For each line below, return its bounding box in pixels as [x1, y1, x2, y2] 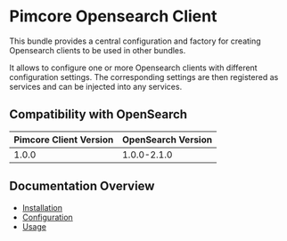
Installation [21, 202, 63, 213]
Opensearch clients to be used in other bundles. [9, 44, 186, 55]
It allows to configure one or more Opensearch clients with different [9, 62, 258, 73]
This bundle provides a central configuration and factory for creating [9, 36, 261, 46]
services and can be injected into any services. [9, 81, 183, 92]
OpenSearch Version [121, 133, 212, 146]
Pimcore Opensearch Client [9, 6, 217, 27]
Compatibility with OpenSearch [9, 107, 188, 122]
